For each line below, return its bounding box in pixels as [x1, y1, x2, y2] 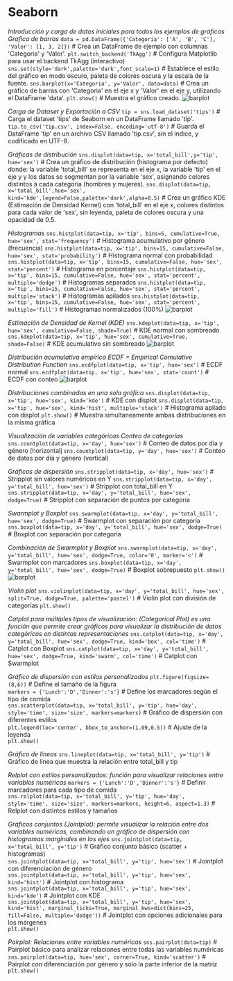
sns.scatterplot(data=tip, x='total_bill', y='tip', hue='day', [8, 702, 198, 709]
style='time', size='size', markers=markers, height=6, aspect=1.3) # [8, 799, 216, 807]
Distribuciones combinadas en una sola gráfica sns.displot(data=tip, [8, 388, 211, 397]
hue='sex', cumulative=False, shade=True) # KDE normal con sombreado [8, 326, 220, 334]
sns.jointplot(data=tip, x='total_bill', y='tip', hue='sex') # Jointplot [8, 856, 224, 865]
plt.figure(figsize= [149, 673, 209, 680]
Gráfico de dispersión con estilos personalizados [8, 672, 148, 680]
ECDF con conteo [8, 375, 58, 383]
